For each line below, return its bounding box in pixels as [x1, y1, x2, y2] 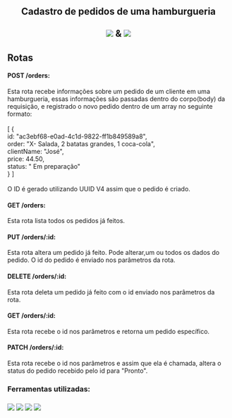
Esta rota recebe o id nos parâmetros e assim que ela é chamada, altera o [7, 359, 221, 367]
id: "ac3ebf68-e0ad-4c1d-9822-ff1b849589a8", [7, 132, 147, 141]
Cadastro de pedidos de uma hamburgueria [20, 6, 216, 18]
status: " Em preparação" [7, 162, 81, 170]
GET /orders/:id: [7, 311, 56, 320]
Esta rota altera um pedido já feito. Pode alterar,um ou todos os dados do [7, 249, 220, 257]
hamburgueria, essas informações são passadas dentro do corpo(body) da [7, 95, 226, 103]
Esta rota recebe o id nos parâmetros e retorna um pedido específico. [7, 327, 210, 335]
